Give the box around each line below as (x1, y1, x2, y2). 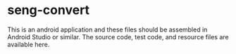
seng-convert (7, 2, 90, 18)
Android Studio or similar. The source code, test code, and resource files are (7, 32, 229, 41)
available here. (7, 40, 50, 48)
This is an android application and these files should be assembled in (7, 25, 208, 34)
